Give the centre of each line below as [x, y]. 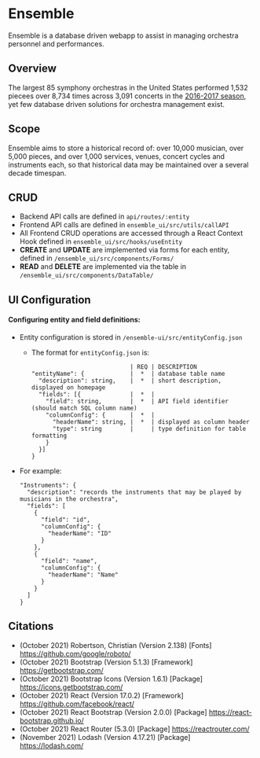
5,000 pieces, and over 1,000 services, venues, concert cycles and [117, 156]
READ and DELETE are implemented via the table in [103, 267]
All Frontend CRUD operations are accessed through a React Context [131, 234]
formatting [49, 436]
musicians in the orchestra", [69, 499]
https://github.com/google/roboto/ [75, 653]
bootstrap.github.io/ [51, 720]
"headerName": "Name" [84, 575]
